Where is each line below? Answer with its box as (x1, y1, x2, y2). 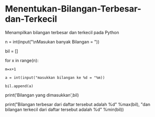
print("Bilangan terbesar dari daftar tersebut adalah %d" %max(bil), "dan (5, 101, 151, 107)
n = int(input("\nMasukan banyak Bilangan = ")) (5, 39, 100, 44)
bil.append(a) (5, 83, 34, 89)
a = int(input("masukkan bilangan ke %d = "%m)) (5, 75, 105, 80)
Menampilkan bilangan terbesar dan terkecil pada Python (5, 29, 120, 35)
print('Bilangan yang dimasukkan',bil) (5, 92, 79, 98)
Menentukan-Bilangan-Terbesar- (5, 3, 141, 14)
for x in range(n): (5, 57, 39, 63)
